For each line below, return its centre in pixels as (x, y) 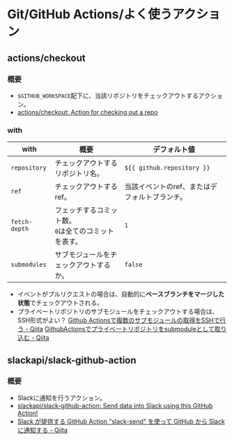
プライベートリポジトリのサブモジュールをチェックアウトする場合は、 (118, 312)
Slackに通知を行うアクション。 (62, 398)
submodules (29, 265)
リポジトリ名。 (79, 174)
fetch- (22, 222)
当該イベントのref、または (167, 187)
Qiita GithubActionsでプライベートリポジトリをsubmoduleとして (122, 329)
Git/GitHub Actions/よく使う (90, 14)
